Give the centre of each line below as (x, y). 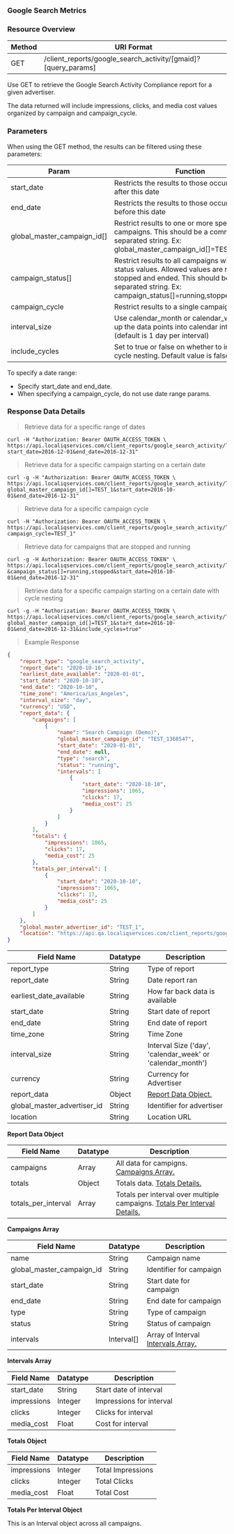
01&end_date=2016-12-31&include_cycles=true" (74, 629)
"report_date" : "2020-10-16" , (64, 668)
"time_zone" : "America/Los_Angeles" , (75, 694)
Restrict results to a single (156, 307)
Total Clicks (114, 1482)
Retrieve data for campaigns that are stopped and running (107, 547)
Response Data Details (46, 411)
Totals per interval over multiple (167, 1194)
